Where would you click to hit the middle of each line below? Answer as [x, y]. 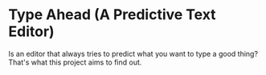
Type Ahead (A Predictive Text [112, 15]
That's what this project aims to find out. [75, 62]
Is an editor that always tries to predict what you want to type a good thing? [133, 53]
